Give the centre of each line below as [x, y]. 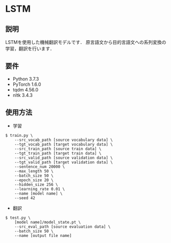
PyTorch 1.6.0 [27, 84]
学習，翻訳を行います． [30, 48]
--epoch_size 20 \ [34, 180]
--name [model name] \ [39, 193]
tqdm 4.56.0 [26, 89]
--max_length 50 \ [34, 171]
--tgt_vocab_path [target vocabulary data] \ [64, 144]
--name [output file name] [43, 235]
